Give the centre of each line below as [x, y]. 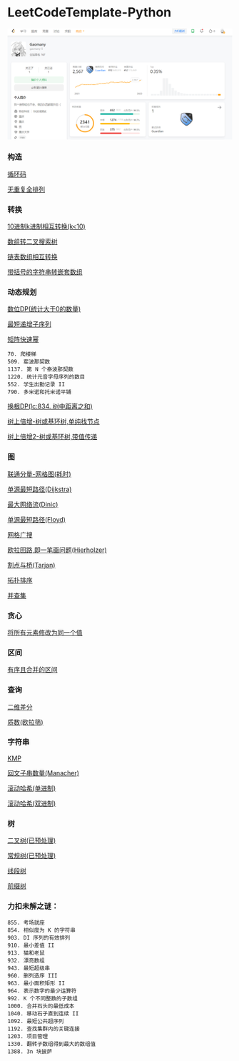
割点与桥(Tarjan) [31, 565]
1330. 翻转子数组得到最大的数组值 [52, 1044]
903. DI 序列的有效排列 [39, 938]
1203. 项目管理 [28, 1037]
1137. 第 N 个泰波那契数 [40, 369]
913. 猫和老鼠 [26, 953]
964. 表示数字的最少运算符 [42, 991]
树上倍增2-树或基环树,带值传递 [52, 437]
